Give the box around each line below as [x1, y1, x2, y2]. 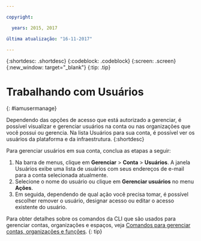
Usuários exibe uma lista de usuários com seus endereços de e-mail [14, 165, 184, 172]
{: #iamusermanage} [6, 105, 57, 112]
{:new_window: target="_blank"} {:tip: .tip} [6, 64, 111, 71]
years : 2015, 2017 [11, 25, 58, 31]
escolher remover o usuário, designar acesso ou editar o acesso [14, 197, 175, 204]
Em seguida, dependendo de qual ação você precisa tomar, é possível [14, 191, 189, 198]
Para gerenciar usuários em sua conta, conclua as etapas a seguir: [6, 147, 171, 154]
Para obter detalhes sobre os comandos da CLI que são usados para [6, 215, 176, 222]
